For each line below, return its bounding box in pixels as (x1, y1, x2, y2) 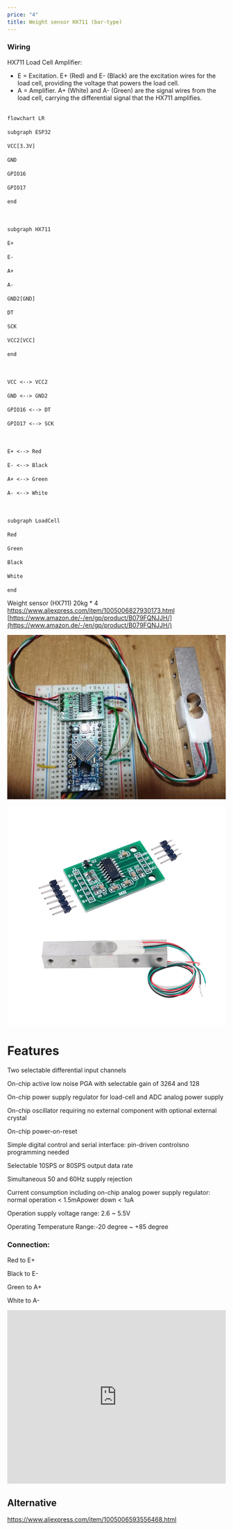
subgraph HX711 (7, 226, 51, 232)
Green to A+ (7, 1282, 42, 1291)
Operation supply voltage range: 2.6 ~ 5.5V (7, 1209, 130, 1218)
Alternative (7, 1497, 57, 1508)
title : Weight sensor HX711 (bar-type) (7, 18, 123, 26)
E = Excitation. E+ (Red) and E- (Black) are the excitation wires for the (17, 71, 216, 80)
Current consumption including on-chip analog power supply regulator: (7, 1189, 211, 1197)
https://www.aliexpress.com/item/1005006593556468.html (7, 1515, 177, 1524)
